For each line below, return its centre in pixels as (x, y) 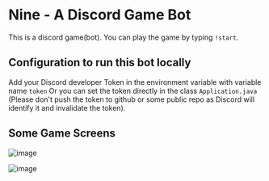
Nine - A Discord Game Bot (100, 15)
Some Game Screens (62, 134)
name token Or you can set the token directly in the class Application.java (133, 90)
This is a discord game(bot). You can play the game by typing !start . (124, 37)
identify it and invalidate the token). (67, 107)
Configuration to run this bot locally (100, 63)
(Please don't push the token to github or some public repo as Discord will (132, 99)
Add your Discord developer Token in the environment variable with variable (135, 82)
